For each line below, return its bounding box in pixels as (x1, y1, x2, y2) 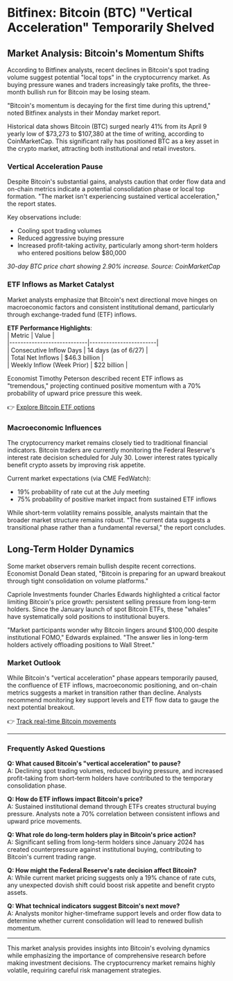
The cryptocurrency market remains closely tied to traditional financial (7, 438, 208, 446)
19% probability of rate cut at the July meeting (17, 487, 150, 496)
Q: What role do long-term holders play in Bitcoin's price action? (7, 831, 196, 839)
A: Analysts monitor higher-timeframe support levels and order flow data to (7, 909, 222, 918)
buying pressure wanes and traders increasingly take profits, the (7, 81, 192, 88)
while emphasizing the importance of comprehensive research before (7, 951, 207, 960)
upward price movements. (7, 817, 82, 825)
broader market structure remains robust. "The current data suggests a (7, 516, 211, 524)
